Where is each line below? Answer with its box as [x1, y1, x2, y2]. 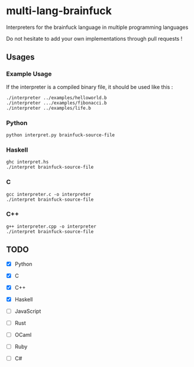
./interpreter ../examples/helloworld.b [6, 94, 108, 101]
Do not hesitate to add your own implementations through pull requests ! [6, 35, 183, 42]
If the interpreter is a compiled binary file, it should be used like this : [6, 83, 173, 90]
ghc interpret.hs [6, 159, 49, 165]
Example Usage [6, 70, 52, 78]
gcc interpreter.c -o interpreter [6, 191, 92, 197]
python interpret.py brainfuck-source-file [6, 132, 115, 138]
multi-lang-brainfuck [6, 4, 112, 18]
